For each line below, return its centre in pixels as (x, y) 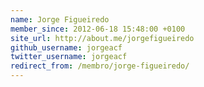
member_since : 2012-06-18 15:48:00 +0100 (98, 29)
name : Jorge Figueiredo (60, 19)
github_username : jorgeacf (66, 47)
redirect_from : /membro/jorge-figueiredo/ (100, 66)
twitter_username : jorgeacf (69, 57)
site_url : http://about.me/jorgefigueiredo (102, 38)
